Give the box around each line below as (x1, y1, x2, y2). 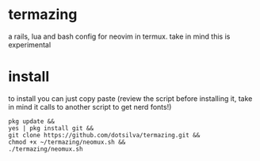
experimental (8, 39, 52, 49)
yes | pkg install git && (8, 124, 94, 132)
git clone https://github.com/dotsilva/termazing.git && (8, 131, 201, 139)
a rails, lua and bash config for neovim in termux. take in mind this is (8, 32, 231, 41)
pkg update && (8, 117, 55, 125)
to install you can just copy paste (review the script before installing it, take (8, 93, 253, 103)
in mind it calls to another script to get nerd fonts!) (8, 102, 172, 111)
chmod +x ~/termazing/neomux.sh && (8, 138, 126, 146)
